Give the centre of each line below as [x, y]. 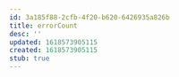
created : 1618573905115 [54, 50]
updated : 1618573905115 [54, 42]
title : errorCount [43, 26]
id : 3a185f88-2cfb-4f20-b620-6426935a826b [89, 17]
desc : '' [26, 34]
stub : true [30, 58]
